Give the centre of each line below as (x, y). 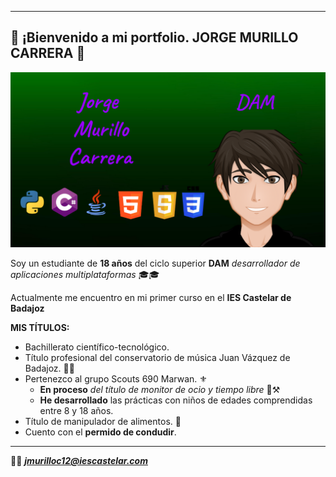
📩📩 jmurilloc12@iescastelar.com (79, 461)
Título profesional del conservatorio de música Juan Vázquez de (157, 358)
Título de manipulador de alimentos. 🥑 (103, 422)
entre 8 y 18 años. (76, 411)
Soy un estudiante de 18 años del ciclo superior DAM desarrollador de (155, 263)
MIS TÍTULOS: (40, 328)
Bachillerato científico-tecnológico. (97, 347)
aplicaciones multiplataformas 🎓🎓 (85, 275)
